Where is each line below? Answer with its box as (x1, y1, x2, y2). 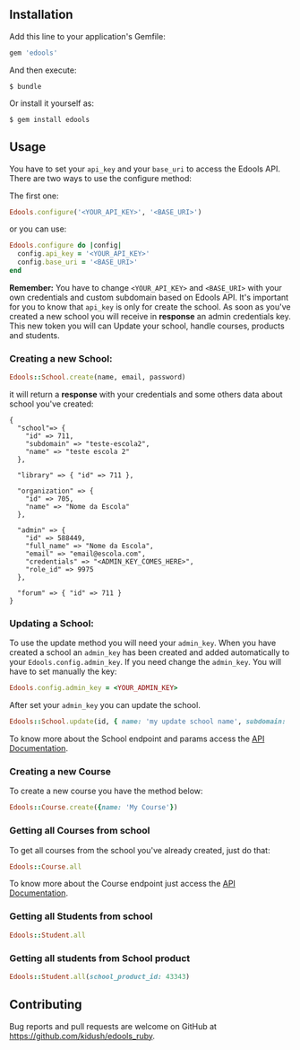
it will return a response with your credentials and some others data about (9, 389, 284, 400)
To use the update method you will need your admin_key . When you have (9, 637, 277, 649)
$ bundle (9, 82, 42, 91)
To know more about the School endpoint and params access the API (9, 733, 265, 744)
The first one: (9, 190, 60, 201)
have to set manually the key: (9, 666, 117, 677)
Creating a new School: (9, 352, 113, 364)
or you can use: (9, 223, 67, 234)
